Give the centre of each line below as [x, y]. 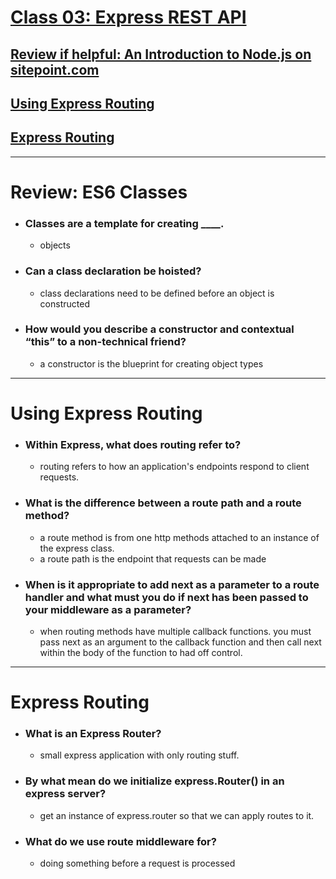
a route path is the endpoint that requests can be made [153, 558]
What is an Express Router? [93, 734]
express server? [65, 794]
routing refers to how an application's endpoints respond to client [174, 467]
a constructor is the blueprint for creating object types [151, 363]
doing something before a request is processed [137, 863]
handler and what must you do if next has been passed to [166, 597]
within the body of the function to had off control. [141, 652]
